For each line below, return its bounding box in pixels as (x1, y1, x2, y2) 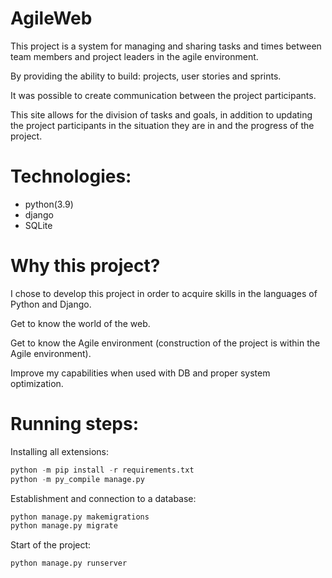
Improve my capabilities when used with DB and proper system (10, 367, 271, 379)
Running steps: (10, 413, 140, 435)
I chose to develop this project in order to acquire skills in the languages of (10, 287, 318, 299)
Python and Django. (10, 298, 92, 310)
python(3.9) (24, 198, 74, 210)
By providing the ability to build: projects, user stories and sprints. (10, 70, 282, 82)
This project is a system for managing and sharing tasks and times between (10, 40, 322, 52)
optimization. (10, 377, 64, 389)
